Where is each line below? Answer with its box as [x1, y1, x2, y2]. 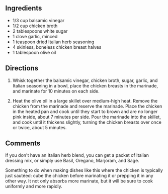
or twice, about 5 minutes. [12, 124, 67, 130]
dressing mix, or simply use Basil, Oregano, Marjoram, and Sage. [5, 158, 139, 164]
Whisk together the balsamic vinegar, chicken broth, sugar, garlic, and [12, 77, 158, 83]
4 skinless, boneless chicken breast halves [12, 44, 102, 50]
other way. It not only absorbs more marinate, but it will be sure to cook [5, 178, 153, 184]
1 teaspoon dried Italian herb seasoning [12, 39, 95, 45]
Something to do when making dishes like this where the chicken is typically [5, 167, 163, 173]
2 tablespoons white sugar [12, 28, 68, 34]
